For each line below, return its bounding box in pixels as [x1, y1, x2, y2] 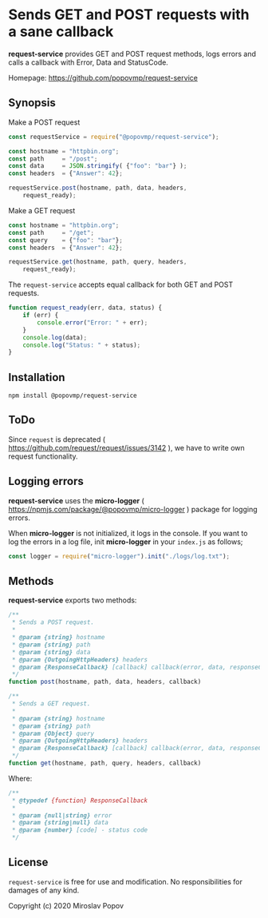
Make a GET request [8, 205, 76, 215]
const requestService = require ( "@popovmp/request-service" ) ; [8, 133, 219, 141]
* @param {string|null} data [11, 819, 109, 827]
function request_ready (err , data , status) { [8, 304, 162, 312]
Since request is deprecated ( [8, 434, 106, 444]
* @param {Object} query [11, 729, 94, 737]
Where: [8, 773, 33, 783]
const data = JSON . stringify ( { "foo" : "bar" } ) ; [8, 162, 187, 170]
